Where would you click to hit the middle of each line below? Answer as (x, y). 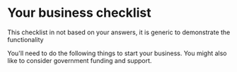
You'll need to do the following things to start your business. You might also (117, 53)
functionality (25, 39)
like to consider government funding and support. (80, 60)
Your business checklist (79, 13)
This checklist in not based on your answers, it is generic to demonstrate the (119, 32)
